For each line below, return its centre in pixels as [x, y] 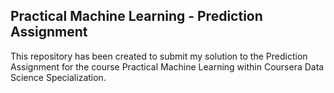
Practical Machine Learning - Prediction [136, 16]
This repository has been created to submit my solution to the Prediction [159, 56]
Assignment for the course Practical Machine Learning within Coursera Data [167, 66]
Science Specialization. [58, 77]
